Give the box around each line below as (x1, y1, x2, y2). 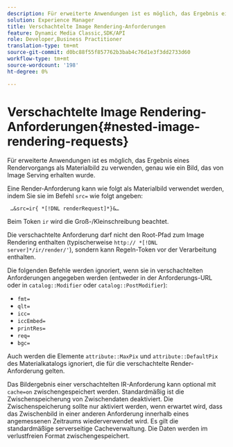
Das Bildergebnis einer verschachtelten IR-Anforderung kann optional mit (7, 380, 216, 389)
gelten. (44, 367, 65, 375)
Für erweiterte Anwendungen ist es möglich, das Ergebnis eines (7, 157, 189, 165)
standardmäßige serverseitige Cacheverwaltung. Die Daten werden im (7, 424, 208, 433)
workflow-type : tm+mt (7, 55, 70, 62)
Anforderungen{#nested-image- (7, 119, 200, 134)
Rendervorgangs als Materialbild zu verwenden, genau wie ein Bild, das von (7, 164, 224, 172)
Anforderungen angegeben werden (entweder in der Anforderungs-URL (7, 274, 213, 282)
